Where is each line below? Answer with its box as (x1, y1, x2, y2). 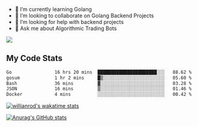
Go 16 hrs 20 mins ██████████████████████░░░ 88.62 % (6, 69, 192, 75)
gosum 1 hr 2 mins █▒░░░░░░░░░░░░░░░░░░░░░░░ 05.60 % (6, 75, 192, 81)
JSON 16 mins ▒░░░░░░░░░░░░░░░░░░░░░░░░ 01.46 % (6, 86, 192, 92)
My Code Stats (6, 53, 63, 63)
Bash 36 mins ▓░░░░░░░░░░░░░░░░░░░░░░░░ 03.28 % (6, 80, 192, 86)
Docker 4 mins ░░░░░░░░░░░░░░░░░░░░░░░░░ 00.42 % (6, 92, 192, 98)
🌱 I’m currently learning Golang (14, 6, 92, 13)
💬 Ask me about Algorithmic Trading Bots (14, 25, 117, 32)
